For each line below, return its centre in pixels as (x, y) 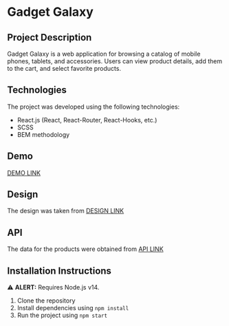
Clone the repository (46, 301)
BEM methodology (43, 134)
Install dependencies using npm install (73, 308)
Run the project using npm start (62, 315)
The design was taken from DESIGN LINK (66, 211)
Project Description (50, 37)
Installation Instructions (59, 271)
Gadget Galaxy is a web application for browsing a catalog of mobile (104, 54)
